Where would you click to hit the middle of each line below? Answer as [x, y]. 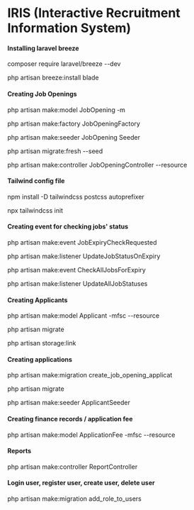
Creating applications [40, 359]
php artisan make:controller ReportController [73, 467]
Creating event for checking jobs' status [68, 227]
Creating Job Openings [42, 94]
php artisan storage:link [42, 343]
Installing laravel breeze [43, 48]
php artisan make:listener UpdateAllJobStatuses [78, 284]
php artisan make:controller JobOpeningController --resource [97, 165]
